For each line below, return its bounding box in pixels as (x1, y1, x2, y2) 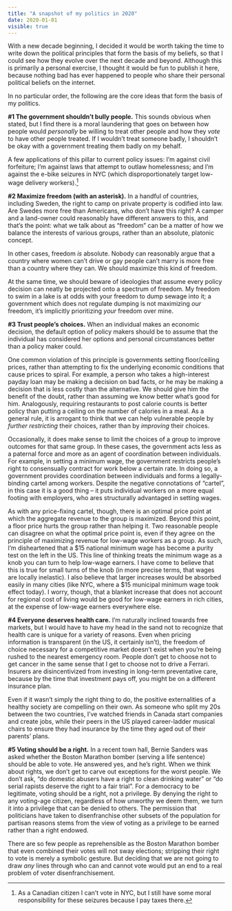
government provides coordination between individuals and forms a (8, 472, 200, 480)
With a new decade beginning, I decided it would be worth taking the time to (8, 42, 224, 50)
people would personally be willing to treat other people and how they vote (8, 127, 221, 135)
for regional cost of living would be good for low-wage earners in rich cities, (8, 595, 224, 604)
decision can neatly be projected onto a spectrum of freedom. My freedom (8, 285, 220, 294)
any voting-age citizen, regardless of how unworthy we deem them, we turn (8, 797, 223, 805)
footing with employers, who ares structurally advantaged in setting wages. (8, 494, 222, 502)
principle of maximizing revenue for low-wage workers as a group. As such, (8, 537, 223, 545)
